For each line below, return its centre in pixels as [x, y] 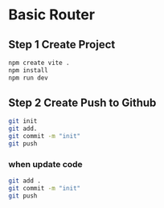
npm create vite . [39, 63]
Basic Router [51, 15]
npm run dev [28, 78]
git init [23, 121]
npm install [28, 70]
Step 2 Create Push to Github [82, 103]
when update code [45, 164]
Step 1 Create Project [62, 45]
